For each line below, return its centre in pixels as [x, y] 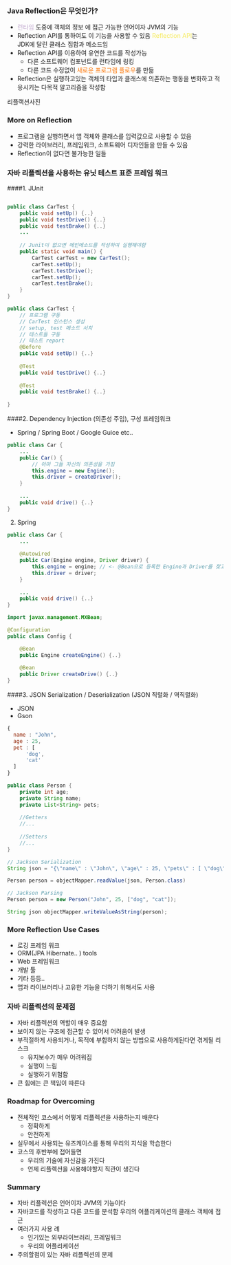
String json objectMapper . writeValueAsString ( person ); [87, 912]
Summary [24, 1187]
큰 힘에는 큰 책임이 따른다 [51, 1083]
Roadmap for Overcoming [51, 1101]
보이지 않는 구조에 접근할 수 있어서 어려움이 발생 [81, 1031]
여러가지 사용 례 [38, 1229]
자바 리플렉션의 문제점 [41, 1007]
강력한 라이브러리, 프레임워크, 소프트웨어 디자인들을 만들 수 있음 [102, 144]
